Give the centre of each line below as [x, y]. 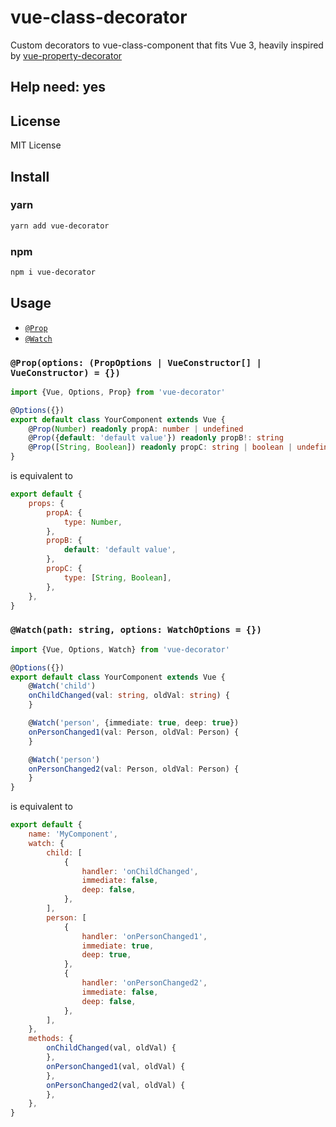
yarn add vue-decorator [60, 226]
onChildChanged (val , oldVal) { [111, 1048]
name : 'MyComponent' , [73, 834]
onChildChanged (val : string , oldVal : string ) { [129, 696]
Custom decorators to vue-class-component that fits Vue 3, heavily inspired [167, 45]
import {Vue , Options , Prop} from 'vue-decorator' [118, 392]
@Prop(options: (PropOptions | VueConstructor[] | [136, 362]
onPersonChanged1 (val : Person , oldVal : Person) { [134, 732]
